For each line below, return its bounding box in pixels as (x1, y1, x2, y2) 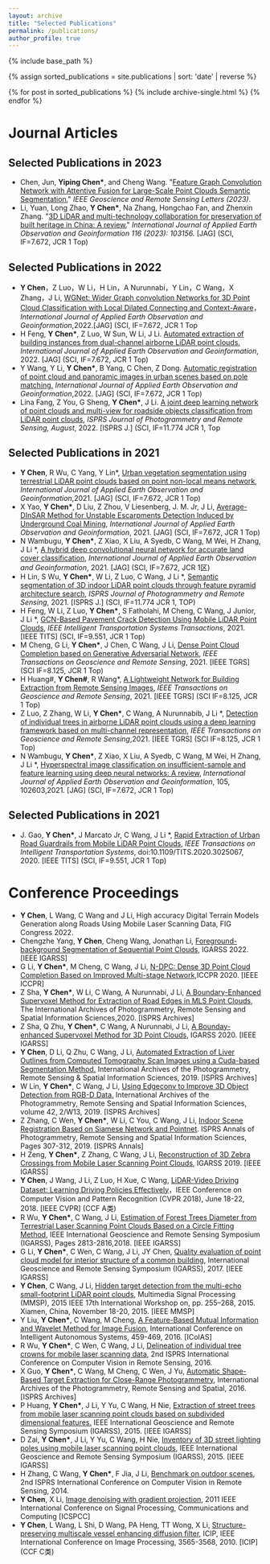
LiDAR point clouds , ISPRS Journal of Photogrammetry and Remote (19, 415, 243, 425)
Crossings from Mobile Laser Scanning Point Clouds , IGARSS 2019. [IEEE (19, 1158, 261, 1168)
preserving (19, 1529, 56, 1538)
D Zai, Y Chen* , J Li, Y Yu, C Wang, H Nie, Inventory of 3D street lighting (19, 1435, 261, 1444)
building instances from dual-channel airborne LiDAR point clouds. (19, 338, 241, 347)
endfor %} (8, 96, 43, 105)
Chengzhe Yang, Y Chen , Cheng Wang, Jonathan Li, (19, 936, 194, 946)
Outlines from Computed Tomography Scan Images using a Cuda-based (19, 1055, 260, 1065)
